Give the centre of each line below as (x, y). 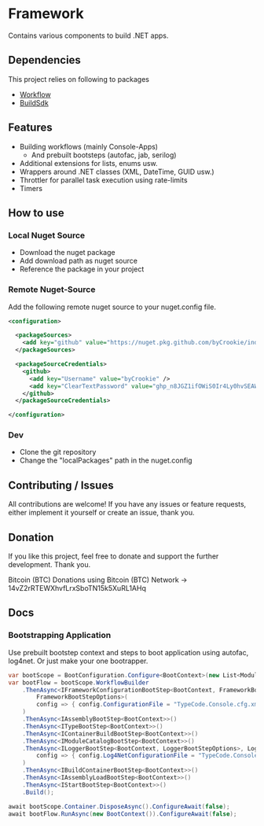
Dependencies (44, 60)
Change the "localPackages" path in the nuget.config (106, 460)
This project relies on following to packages (79, 79)
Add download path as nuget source (78, 261)
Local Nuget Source (47, 235)
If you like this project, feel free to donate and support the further (114, 556)
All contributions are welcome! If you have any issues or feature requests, (127, 504)
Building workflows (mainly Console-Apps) (89, 146)
